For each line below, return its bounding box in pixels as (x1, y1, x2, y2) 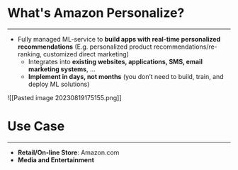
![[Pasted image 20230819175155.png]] (7, 93, 122, 102)
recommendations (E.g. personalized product (17, 42, 152, 51)
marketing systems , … (28, 65, 96, 73)
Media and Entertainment (17, 155, 94, 164)
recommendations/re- (153, 42, 217, 51)
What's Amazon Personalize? (7, 5, 185, 21)
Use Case (7, 119, 65, 135)
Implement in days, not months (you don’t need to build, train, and (28, 72, 225, 80)
